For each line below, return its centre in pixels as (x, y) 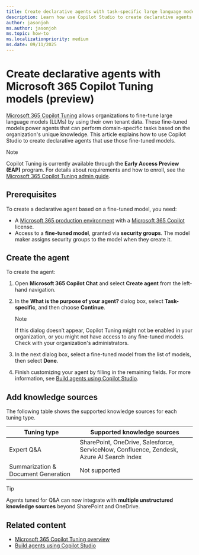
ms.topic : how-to (28, 34)
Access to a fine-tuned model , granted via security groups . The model (102, 233)
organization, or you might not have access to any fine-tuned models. (99, 337)
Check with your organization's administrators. (72, 343)
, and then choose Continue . (70, 308)
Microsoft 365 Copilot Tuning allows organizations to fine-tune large (89, 115)
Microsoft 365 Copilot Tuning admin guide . (58, 176)
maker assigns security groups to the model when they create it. (93, 239)
